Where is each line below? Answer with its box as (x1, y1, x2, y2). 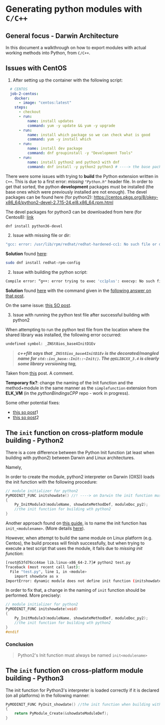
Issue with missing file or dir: (12, 232, 71, 238)
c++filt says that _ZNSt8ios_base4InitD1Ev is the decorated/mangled (17, 350, 159, 356)
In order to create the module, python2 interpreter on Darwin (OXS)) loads (5, 473, 155, 480)
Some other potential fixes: (5, 400, 60, 406)
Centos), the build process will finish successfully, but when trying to (5, 540, 145, 546)
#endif (5, 629, 19, 635)
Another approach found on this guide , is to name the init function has (5, 520, 147, 526)
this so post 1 (12, 409, 38, 415)
